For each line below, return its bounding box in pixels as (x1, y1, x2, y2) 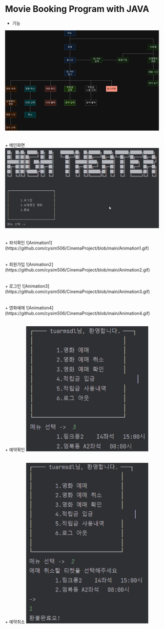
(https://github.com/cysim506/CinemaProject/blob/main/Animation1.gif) (5, 245, 149, 251)
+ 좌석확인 (5, 240, 25, 246)
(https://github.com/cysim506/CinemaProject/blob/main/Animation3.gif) (5, 289, 150, 294)
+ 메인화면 (5, 142, 25, 148)
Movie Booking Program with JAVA (5, 3, 149, 15)
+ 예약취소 (5, 619, 25, 625)
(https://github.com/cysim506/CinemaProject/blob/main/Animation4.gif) (5, 310, 150, 316)
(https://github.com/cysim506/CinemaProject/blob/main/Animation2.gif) (5, 267, 150, 272)
